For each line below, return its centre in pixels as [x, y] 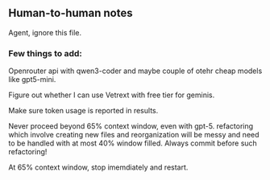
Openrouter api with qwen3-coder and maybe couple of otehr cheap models [135, 71]
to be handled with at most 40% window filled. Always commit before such [133, 143]
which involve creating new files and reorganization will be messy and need [134, 135]
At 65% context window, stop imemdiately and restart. [98, 167]
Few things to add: [45, 53]
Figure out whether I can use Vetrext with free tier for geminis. [112, 95]
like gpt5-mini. [32, 80]
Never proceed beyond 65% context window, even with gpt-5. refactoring [131, 126]
